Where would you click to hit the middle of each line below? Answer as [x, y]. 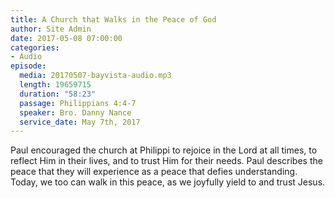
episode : [28, 66]
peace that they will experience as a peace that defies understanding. [154, 172]
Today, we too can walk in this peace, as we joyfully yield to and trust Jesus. [168, 182]
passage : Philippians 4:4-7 [78, 103]
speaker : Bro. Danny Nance [75, 112]
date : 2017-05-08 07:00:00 [66, 38]
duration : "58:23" [58, 94]
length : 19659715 [55, 85]
